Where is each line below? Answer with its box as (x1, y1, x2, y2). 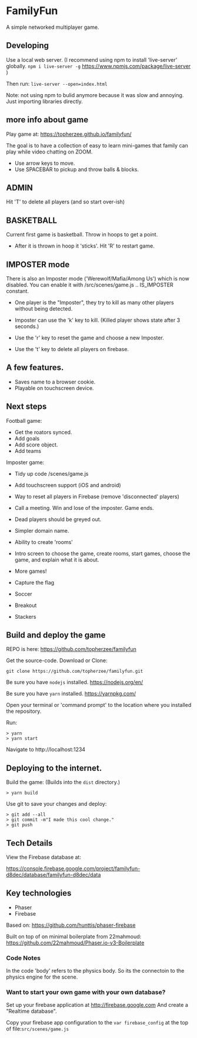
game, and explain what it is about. (14, 556, 99, 563)
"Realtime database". (6, 1007, 57, 1015)
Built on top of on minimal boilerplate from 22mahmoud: (6, 933, 142, 940)
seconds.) (14, 323, 39, 330)
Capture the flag (14, 579, 55, 586)
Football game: (6, 417, 42, 424)
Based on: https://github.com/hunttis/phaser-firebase (6, 922, 136, 929)
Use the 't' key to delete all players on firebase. (14, 346, 129, 352)
